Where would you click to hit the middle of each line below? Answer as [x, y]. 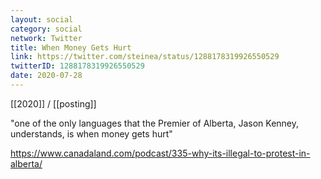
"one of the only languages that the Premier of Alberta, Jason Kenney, [155, 123]
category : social [46, 29]
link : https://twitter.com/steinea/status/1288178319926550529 [145, 57]
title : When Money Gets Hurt [71, 47]
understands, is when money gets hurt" [91, 133]
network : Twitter [46, 38]
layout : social [42, 19]
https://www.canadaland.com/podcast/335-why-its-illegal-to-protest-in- [160, 153]
